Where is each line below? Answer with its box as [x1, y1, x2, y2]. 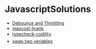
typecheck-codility [12, 31, 52, 37]
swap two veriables [12, 38, 53, 44]
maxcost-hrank [12, 25, 44, 31]
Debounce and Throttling [12, 20, 64, 26]
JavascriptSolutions [5, 3, 91, 15]
